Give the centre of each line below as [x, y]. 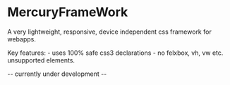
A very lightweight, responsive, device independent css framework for [109, 32]
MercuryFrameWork [68, 12]
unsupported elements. [41, 60]
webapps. [22, 39]
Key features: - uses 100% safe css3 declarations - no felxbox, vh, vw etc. [115, 53]
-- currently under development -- [57, 74]
